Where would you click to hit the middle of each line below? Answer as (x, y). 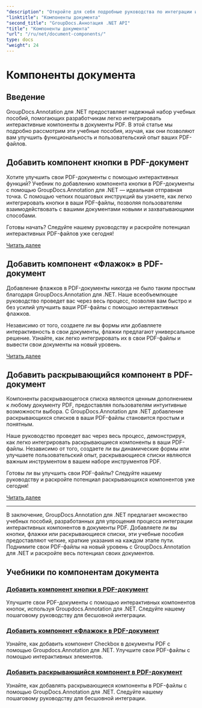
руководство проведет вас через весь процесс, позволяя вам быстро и (99, 301)
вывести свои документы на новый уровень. (64, 344)
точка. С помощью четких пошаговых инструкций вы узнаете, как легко (99, 196)
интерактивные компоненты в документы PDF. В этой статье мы (90, 125)
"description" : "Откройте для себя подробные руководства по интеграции (99, 12)
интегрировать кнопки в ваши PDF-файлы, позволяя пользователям (94, 203)
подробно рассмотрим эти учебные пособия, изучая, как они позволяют (100, 131)
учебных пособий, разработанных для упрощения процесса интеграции (99, 522)
